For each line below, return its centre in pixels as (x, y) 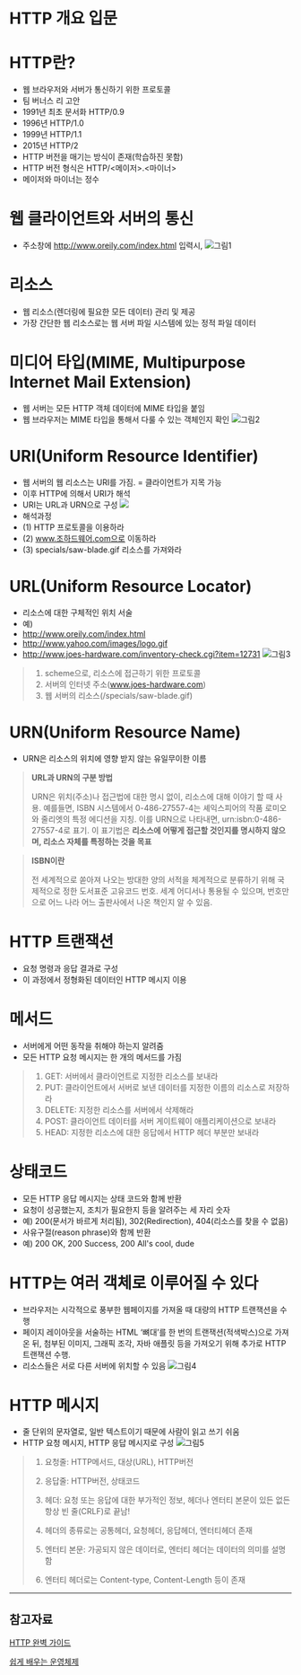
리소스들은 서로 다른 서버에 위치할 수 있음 (94, 1365)
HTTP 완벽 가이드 (40, 1643)
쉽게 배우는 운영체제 (44, 1662)
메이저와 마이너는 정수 (61, 180)
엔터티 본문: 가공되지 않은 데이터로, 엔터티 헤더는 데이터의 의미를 (157, 1549)
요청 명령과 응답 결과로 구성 (70, 968)
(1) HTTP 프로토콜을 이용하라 (73, 527)
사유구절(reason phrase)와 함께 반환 (86, 1232)
